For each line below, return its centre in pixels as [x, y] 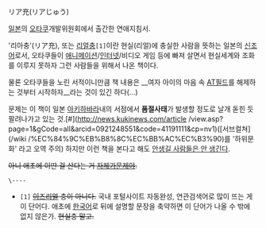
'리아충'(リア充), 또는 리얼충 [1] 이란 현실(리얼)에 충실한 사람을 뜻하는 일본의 [125, 45]
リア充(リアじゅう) [39, 12]
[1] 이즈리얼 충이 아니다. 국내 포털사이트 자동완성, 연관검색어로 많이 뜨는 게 [136, 196]
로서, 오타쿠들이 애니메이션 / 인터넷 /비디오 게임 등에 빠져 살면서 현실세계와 [127, 55]
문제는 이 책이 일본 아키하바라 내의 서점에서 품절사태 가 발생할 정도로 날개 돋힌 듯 [131, 109]
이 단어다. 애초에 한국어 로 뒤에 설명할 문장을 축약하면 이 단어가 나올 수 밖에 [135, 206]
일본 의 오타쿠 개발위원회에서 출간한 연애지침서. [79, 29]
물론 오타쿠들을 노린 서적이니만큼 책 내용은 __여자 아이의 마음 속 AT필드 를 [122, 82]
